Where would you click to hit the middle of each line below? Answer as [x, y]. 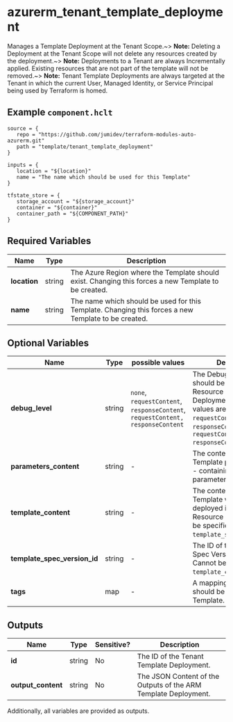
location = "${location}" [54, 171]
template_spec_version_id [54, 559]
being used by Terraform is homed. [58, 90]
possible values [158, 362]
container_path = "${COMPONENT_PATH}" [72, 214]
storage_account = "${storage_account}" [76, 201]
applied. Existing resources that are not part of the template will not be [108, 68]
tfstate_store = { [34, 195]
